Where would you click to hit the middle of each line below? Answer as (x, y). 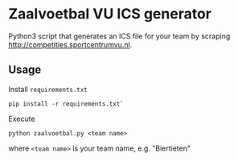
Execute (22, 119)
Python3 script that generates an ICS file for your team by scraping (119, 36)
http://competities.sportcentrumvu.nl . (70, 44)
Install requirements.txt (48, 89)
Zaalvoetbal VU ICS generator (110, 14)
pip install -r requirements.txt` (66, 104)
